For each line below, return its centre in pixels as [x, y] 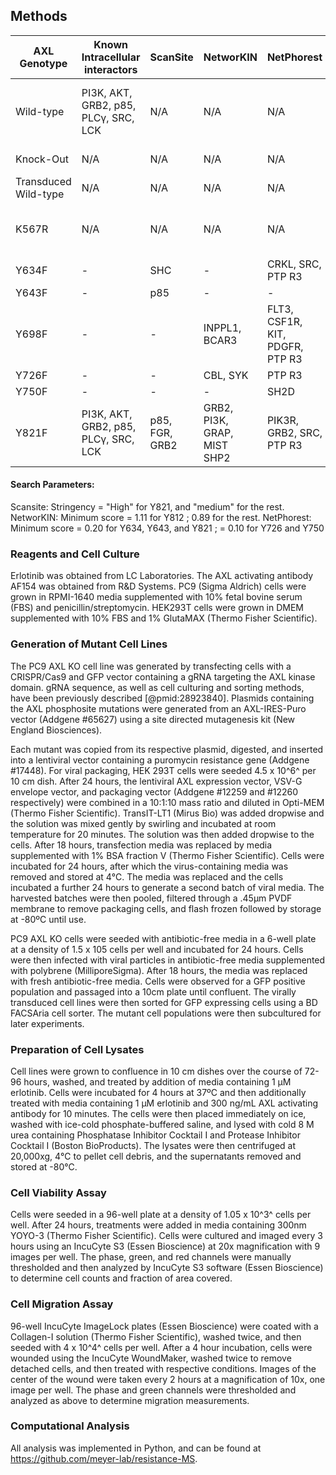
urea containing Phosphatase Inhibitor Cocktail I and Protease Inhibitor [155, 1135]
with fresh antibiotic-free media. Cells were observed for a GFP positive [158, 981]
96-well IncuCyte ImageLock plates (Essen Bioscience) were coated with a [164, 1326]
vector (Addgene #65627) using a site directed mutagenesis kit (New [153, 719]
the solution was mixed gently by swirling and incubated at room [143, 823]
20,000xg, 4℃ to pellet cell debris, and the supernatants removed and [156, 1156]
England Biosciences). [56, 730]
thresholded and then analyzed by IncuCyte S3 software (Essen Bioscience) [167, 1268]
